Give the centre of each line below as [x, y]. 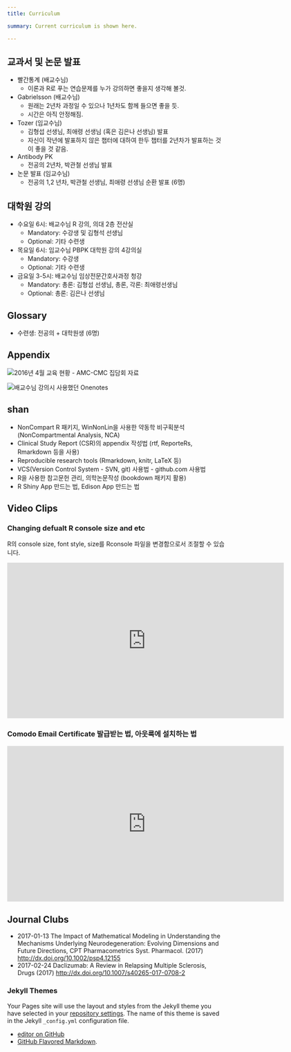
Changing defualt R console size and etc [76, 528]
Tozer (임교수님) [39, 123]
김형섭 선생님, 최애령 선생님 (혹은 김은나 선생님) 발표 [98, 131]
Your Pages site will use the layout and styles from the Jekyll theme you [110, 1006]
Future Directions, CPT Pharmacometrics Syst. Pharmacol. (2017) [110, 951]
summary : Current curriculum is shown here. [72, 26]
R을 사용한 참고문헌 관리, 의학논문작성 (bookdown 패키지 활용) [102, 477]
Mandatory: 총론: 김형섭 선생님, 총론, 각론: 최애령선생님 [103, 285]
